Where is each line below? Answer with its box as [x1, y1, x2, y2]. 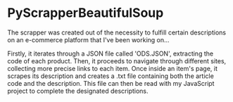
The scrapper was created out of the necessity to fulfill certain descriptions [7, 28, 227, 37]
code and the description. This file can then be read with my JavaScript [7, 79, 215, 87]
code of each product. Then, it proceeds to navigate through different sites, [7, 56, 227, 65]
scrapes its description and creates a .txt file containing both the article [7, 72, 215, 80]
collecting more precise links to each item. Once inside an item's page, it [7, 64, 218, 72]
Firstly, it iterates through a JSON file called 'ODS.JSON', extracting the [7, 49, 213, 58]
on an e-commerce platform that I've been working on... [7, 35, 170, 44]
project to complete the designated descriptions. [7, 87, 149, 95]
